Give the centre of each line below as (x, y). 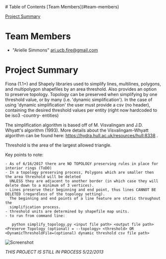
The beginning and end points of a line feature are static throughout (85, 198)
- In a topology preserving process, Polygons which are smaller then (80, 172)
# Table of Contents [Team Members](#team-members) (62, 7)
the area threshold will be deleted (43, 177)
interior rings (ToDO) (28, 168)
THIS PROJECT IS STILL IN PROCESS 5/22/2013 (55, 252)
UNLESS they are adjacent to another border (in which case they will (84, 181)
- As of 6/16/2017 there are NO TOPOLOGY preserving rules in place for (82, 164)
